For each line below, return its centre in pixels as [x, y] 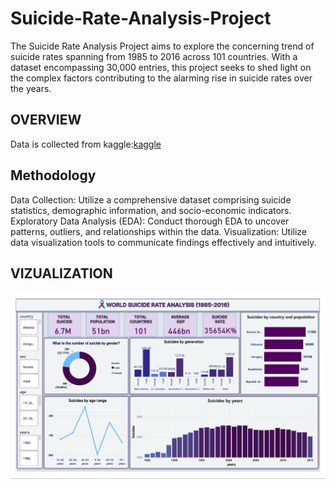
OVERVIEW [46, 120]
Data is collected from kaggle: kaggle [86, 144]
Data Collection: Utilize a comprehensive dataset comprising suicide [151, 199]
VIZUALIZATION [61, 273]
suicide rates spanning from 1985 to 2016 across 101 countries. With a [154, 56]
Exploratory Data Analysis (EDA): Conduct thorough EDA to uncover [150, 221]
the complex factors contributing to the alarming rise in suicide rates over [161, 78]
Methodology [53, 175]
